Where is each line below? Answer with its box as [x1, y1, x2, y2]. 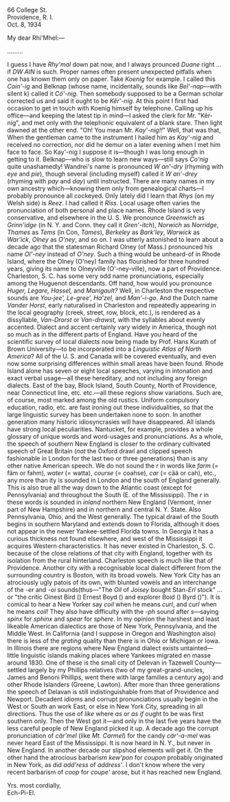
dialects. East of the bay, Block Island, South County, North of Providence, [7, 381, 218, 389]
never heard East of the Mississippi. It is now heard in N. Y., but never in [7, 739, 211, 747]
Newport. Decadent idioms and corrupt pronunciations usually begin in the [7, 695, 218, 703]
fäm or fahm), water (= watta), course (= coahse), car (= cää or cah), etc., [7, 469, 216, 477]
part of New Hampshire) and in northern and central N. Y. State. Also [7, 505, 201, 514]
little [7, 652, 19, 659]
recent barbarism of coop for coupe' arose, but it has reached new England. [7, 768, 222, 776]
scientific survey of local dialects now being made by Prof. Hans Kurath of [7, 338, 216, 345]
